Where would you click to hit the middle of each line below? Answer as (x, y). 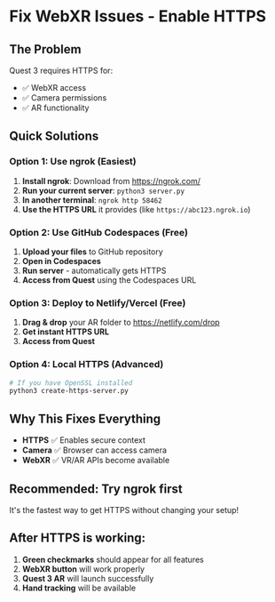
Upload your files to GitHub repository (93, 252)
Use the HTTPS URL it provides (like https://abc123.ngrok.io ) (136, 209)
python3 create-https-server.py (69, 391)
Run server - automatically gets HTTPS (94, 270)
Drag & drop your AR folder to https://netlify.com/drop (121, 323)
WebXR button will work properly (83, 569)
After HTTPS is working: (78, 538)
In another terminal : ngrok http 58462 (92, 200)
